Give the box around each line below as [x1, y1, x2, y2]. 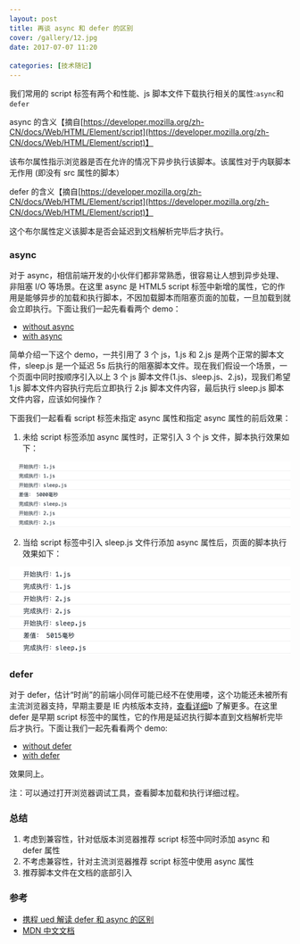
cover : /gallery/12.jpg [9, 33, 98, 42]
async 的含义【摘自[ [9, 117, 84, 127]
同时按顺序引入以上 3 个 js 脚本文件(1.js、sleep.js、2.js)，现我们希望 [39, 371, 291, 383]
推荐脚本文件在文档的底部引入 [21, 867, 132, 878]
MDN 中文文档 [21, 924, 76, 936]
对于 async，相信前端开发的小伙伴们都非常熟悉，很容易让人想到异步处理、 [9, 270, 284, 281]
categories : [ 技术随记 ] [9, 62, 92, 70]
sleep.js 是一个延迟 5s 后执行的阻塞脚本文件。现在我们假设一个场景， [24, 360, 279, 371]
